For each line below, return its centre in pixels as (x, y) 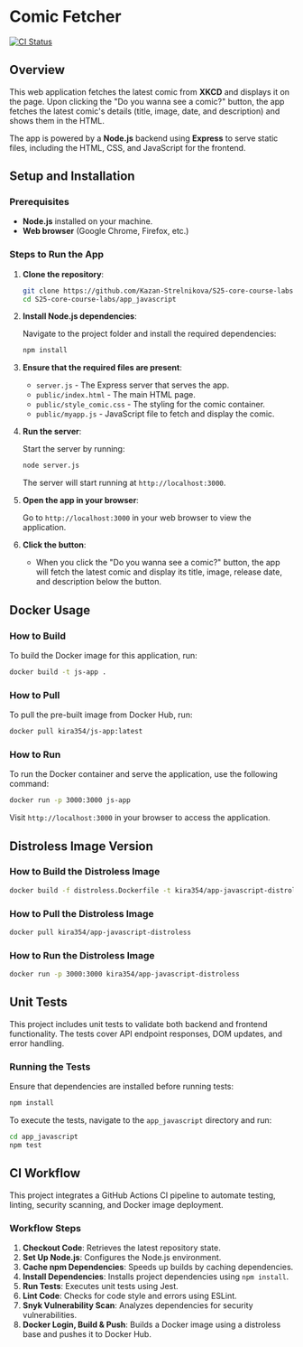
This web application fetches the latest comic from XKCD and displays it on (150, 91)
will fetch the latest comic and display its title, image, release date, (159, 572)
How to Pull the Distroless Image (82, 913)
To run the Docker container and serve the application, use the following (143, 774)
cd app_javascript (44, 1137)
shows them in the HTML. (57, 120)
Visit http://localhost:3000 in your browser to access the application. (140, 818)
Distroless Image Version (81, 846)
